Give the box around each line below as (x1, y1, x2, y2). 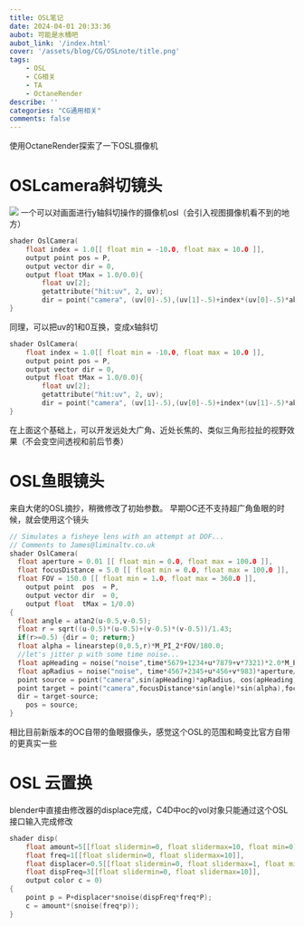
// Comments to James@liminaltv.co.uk (9, 540, 156, 549)
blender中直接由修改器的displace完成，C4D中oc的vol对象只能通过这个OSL (9, 804, 289, 816)
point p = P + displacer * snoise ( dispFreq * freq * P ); (25, 893, 213, 903)
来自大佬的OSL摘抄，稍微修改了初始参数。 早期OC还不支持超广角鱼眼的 (9, 502, 278, 513)
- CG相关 (25, 72, 56, 82)
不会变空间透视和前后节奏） (24, 436, 128, 447)
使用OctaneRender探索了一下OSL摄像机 (9, 140, 158, 151)
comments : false (9, 114, 71, 123)
